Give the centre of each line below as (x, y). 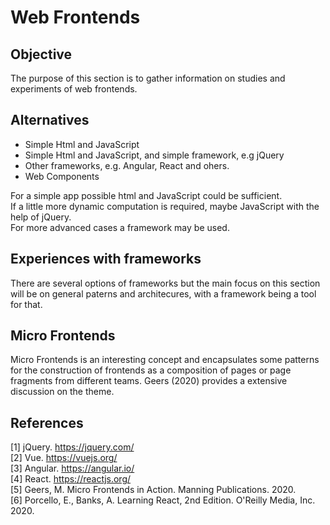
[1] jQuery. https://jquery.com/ (72, 447)
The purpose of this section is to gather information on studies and (148, 78)
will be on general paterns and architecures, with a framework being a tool (163, 293)
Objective (41, 54)
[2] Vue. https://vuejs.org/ (64, 458)
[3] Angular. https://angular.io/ (72, 468)
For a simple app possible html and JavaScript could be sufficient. (146, 195)
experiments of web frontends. (74, 89)
